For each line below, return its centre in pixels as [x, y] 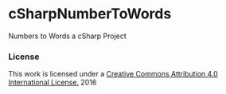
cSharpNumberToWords [90, 14]
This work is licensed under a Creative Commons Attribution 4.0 [113, 74]
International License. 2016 [53, 82]
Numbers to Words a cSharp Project [68, 36]
